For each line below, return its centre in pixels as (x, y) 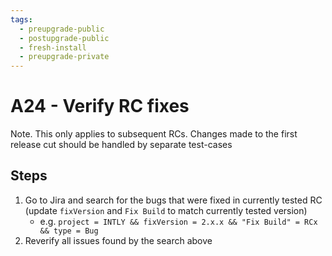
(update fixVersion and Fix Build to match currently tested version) (166, 210)
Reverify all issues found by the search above (118, 240)
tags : (21, 19)
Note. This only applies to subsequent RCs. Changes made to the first (154, 134)
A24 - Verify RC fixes (100, 106)
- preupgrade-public (62, 29)
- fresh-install (53, 47)
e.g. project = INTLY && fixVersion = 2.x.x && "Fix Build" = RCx (178, 221)
